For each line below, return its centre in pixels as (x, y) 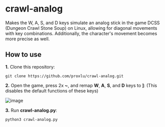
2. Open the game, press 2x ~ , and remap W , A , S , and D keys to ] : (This (81, 85)
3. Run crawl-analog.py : (31, 110)
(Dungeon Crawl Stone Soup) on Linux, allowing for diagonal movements (81, 28)
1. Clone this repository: (30, 67)
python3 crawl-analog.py (31, 119)
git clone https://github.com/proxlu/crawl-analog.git (64, 76)
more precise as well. (27, 39)
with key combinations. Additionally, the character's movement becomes (81, 33)
